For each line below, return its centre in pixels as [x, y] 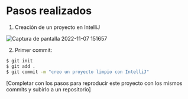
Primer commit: [33, 50]
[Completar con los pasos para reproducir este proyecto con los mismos [94, 83]
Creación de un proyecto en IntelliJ [57, 27]
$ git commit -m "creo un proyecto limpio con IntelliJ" [78, 72]
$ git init [20, 61]
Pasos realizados [49, 11]
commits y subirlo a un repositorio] [48, 89]
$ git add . [21, 66]
